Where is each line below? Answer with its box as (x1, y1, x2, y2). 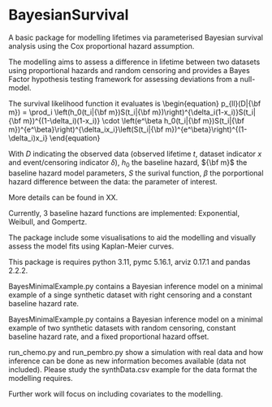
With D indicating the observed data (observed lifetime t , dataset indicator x (8, 149, 262, 158)
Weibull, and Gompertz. (8, 217, 88, 227)
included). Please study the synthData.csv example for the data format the (8, 364, 257, 375)
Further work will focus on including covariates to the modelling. (8, 388, 223, 399)
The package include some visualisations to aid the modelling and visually (8, 232, 257, 242)
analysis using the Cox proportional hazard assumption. (8, 41, 195, 50)
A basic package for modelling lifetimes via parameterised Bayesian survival (8, 32, 264, 42)
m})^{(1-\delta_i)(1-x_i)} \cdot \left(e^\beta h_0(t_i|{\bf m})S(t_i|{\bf (23, 115, 245, 125)
